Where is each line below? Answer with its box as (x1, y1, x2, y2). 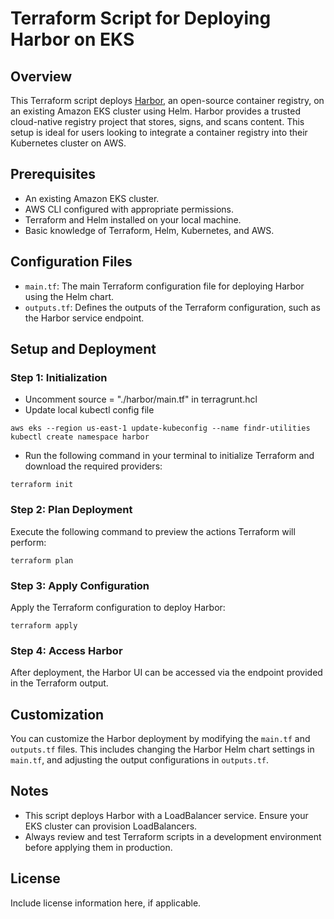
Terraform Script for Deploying (10, 7, 272, 30)
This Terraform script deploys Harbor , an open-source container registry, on (10, 95, 325, 106)
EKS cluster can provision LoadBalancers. (24, 820, 198, 832)
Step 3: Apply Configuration (10, 578, 150, 592)
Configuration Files (10, 253, 133, 271)
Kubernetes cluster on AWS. (10, 137, 127, 149)
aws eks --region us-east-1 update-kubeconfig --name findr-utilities (10, 423, 311, 434)
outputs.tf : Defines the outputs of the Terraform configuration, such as (24, 301, 321, 313)
